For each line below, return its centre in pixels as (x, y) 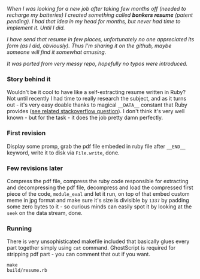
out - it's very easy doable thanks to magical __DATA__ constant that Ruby (97, 105)
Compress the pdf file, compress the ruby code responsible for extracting (98, 181)
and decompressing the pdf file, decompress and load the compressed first (100, 187)
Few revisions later (35, 168)
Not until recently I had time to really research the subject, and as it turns (97, 99)
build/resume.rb (27, 271)
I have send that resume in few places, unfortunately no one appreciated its (101, 39)
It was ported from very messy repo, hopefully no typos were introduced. (97, 63)
